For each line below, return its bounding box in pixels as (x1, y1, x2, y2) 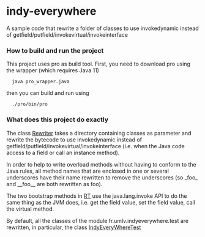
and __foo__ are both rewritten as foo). (6, 180, 103, 187)
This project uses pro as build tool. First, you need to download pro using (6, 60, 191, 68)
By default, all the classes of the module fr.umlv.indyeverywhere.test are (6, 217, 188, 224)
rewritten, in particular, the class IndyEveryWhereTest (6, 224, 141, 231)
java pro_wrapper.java (12, 78, 70, 85)
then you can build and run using (6, 89, 90, 97)
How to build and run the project (6, 46, 104, 55)
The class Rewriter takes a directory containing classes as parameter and (6, 129, 192, 137)
